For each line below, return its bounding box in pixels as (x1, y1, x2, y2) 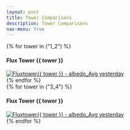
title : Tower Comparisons (6, 15, 72, 21)
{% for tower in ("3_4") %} (6, 83, 72, 90)
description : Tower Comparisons (6, 20, 88, 26)
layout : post (6, 9, 39, 15)
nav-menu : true (6, 26, 45, 32)
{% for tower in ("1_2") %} (6, 43, 72, 50)
